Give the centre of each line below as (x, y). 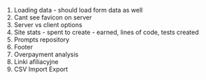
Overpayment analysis (46, 54)
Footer (23, 47)
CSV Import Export (41, 69)
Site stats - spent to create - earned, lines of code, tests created (106, 32)
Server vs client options (48, 25)
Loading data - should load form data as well (78, 10)
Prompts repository (42, 40)
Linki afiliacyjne (36, 62)
